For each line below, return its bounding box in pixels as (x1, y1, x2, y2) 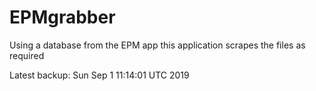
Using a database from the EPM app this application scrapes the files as (9, 39, 306, 51)
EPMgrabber (9, 6, 116, 29)
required (9, 49, 45, 61)
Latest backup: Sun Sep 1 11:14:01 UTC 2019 (9, 69, 190, 81)
